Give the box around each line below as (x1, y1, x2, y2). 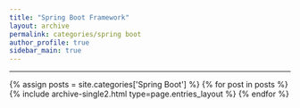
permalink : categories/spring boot (9, 29, 142, 38)
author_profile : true (9, 37, 90, 47)
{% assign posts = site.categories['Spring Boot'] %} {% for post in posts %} (9, 79, 288, 90)
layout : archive (9, 21, 70, 30)
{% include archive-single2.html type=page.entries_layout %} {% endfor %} (9, 88, 290, 99)
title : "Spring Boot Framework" (9, 12, 129, 22)
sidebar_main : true (9, 46, 82, 55)
